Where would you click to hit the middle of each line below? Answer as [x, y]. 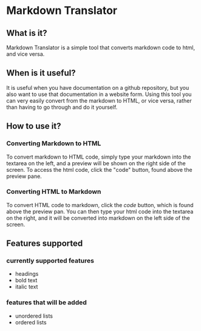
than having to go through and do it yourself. [62, 107]
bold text [26, 281]
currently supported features [50, 261]
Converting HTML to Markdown [54, 192]
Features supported [45, 244]
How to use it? [34, 126]
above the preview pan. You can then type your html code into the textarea [100, 211]
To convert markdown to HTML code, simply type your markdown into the [99, 157]
